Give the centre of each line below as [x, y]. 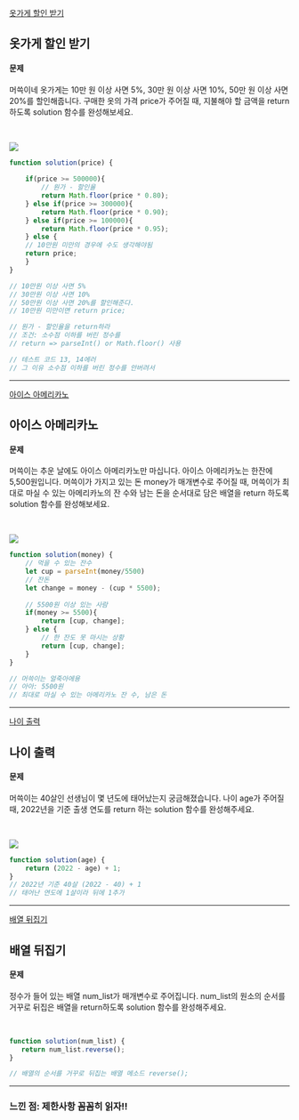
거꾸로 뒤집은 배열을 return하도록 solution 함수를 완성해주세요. [118, 1007]
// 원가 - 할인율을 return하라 [60, 327]
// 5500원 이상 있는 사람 [67, 604]
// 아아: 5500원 [36, 687]
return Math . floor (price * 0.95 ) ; [105, 229]
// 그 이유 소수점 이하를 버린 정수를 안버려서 [82, 367]
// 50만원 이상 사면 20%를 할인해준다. [72, 302]
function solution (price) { [61, 163]
